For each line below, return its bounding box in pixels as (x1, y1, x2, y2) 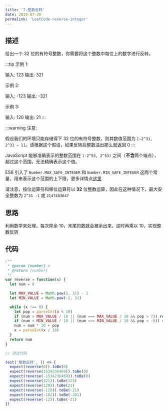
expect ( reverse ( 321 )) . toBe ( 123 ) (9, 378, 77, 383)
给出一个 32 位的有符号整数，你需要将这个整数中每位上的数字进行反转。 (5, 50, 153, 56)
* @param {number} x (7, 263, 50, 268)
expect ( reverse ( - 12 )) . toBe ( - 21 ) (9, 397, 77, 402)
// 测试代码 (5, 350, 27, 355)
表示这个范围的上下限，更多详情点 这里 (22, 175, 101, 181)
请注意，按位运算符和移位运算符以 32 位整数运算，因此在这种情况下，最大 (5, 186, 158, 192)
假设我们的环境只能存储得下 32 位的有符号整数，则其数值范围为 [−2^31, (5, 135, 153, 141)
